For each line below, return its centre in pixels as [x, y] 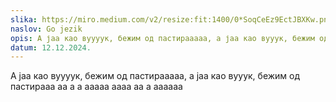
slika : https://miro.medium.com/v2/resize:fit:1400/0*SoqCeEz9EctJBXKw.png [171, 19]
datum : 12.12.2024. [51, 47]
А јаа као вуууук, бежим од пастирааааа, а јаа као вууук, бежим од [155, 76]
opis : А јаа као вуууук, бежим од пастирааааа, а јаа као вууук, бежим [162, 38]
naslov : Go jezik [46, 29]
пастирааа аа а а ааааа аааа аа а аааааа [96, 87]
